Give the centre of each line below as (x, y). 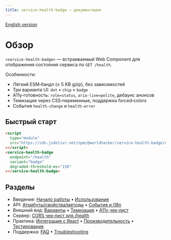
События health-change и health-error (54, 106)
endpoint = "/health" (31, 157)
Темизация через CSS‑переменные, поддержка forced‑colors (79, 100)
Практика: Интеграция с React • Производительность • (73, 221)
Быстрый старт (31, 122)
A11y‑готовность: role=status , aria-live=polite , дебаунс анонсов (83, 95)
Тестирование (28, 226)
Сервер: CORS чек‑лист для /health (51, 216)
